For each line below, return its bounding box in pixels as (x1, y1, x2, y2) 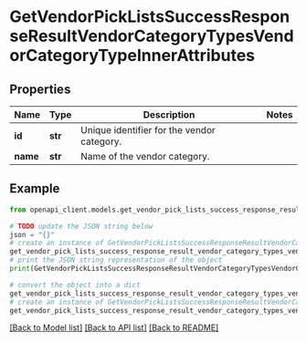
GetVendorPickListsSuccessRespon (9, 6, 291, 27)
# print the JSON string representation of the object (9, 255, 223, 265)
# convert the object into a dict (9, 280, 142, 289)
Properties (9, 81, 71, 97)
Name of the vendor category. (80, 150, 210, 162)
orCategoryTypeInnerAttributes (9, 46, 256, 66)
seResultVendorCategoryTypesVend (9, 26, 294, 46)
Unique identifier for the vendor (80, 124, 217, 136)
